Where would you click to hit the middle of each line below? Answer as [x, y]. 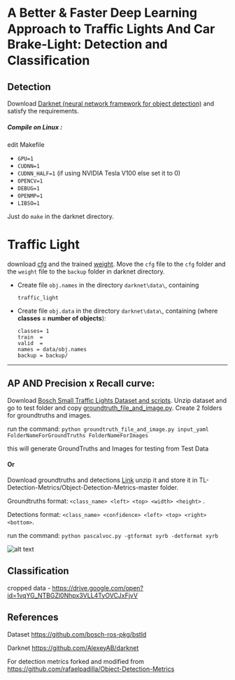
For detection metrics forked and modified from [76, 661]
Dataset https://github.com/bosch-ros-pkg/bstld [77, 634]
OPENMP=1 [30, 196]
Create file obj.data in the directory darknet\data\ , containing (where [117, 311]
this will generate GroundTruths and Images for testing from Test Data [108, 448]
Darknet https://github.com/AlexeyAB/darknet [73, 648]
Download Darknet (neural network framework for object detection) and [111, 104]
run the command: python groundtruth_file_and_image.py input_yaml [108, 429]
